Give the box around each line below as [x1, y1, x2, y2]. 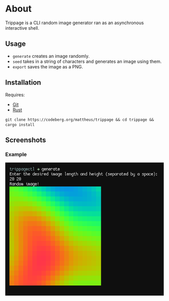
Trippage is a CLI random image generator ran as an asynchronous [5, 20, 144, 26]
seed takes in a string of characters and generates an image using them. [12, 58, 162, 64]
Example [5, 150, 27, 158]
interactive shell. [5, 25, 39, 31]
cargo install [5, 122, 35, 127]
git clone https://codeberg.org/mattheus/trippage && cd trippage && [5, 117, 154, 122]
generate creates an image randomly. [12, 53, 90, 59]
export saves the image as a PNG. [12, 63, 83, 69]
